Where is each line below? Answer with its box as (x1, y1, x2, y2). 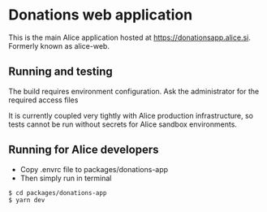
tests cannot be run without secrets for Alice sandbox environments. (8, 119, 238, 129)
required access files (8, 95, 79, 105)
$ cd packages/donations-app (8, 188, 107, 197)
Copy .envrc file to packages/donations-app (19, 164, 169, 174)
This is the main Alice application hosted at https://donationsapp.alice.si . (8, 32, 252, 42)
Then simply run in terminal (19, 173, 112, 183)
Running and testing (8, 65, 113, 79)
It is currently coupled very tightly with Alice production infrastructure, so (8, 110, 254, 120)
